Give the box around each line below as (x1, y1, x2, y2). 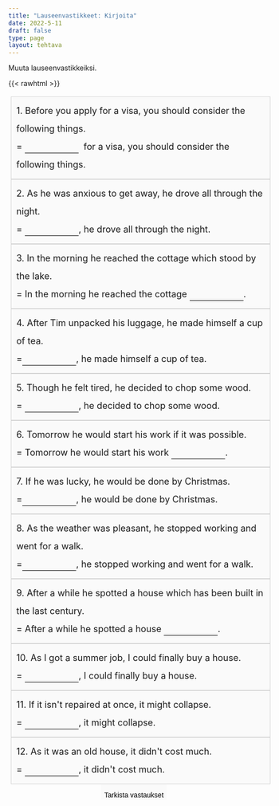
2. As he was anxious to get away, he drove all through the (16, 188, 263, 199)
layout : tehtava (8, 41, 62, 49)
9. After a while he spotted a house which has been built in (16, 588, 264, 599)
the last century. (16, 605, 85, 617)
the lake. (16, 270, 53, 282)
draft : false (8, 26, 52, 34)
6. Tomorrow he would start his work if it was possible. (16, 429, 247, 441)
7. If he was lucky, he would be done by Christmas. (16, 476, 231, 487)
